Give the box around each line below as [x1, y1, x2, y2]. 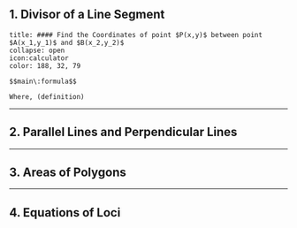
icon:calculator [9, 53, 69, 63]
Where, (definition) [9, 92, 86, 101]
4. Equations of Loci [9, 205, 121, 220]
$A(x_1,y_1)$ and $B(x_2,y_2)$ [9, 38, 125, 47]
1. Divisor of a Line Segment [9, 7, 165, 22]
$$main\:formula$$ [9, 77, 77, 86]
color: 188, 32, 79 [9, 61, 81, 70]
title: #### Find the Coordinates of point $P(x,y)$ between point [9, 30, 263, 39]
